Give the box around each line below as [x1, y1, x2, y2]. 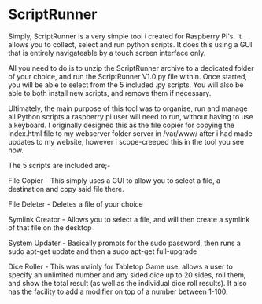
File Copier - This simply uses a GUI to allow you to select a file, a [8, 175, 221, 185]
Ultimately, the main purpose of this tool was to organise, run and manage [8, 104, 248, 113]
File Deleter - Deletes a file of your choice [8, 199, 143, 209]
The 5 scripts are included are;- [8, 160, 111, 170]
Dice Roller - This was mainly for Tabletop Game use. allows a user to [8, 262, 234, 271]
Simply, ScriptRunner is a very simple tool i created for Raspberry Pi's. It [8, 31, 242, 41]
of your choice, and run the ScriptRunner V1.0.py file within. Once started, [8, 71, 248, 81]
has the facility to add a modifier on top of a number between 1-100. [8, 287, 228, 296]
